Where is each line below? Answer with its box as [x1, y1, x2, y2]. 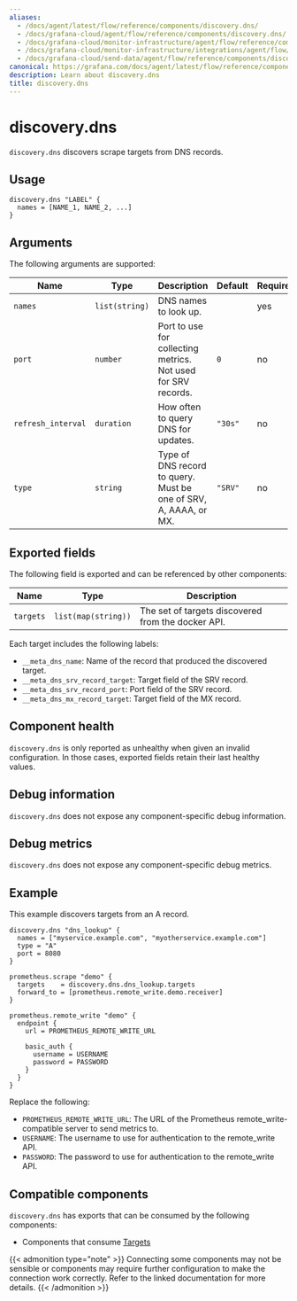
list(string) [94, 301, 150, 311]
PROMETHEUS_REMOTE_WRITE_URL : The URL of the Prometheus [21, 1114, 235, 1125]
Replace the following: [9, 1096, 90, 1108]
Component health [9, 719, 115, 734]
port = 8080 [17, 949, 62, 958]
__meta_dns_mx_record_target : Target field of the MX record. [21, 693, 241, 704]
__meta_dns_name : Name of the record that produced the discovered [21, 656, 268, 666]
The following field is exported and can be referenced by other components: [9, 569, 287, 579]
